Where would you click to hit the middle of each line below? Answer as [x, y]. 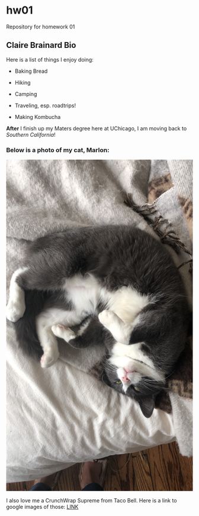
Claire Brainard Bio [41, 45]
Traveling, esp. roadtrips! [45, 105]
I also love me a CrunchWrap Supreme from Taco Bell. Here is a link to [92, 501]
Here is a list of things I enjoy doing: [50, 59]
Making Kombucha [38, 117]
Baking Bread [31, 71]
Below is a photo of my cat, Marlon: [58, 150]
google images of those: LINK [42, 507]
